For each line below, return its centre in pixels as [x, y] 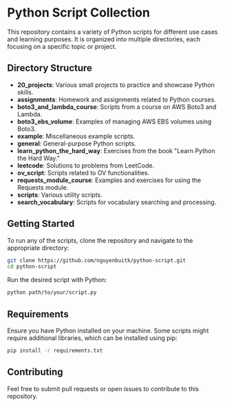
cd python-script [32, 267]
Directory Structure [50, 68]
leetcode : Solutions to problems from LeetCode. [86, 165]
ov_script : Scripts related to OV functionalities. [83, 172]
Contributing [35, 372]
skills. [25, 92]
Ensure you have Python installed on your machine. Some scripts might [108, 330]
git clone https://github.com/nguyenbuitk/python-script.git [97, 260]
